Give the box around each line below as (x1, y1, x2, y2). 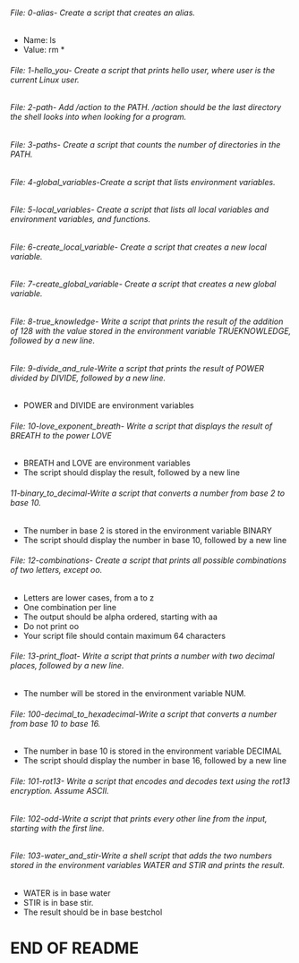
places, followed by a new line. (10, 660, 124, 671)
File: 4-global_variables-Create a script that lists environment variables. (10, 176, 276, 187)
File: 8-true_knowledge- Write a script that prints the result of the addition (10, 316, 284, 327)
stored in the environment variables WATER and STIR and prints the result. (10, 860, 286, 871)
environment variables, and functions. (10, 214, 151, 225)
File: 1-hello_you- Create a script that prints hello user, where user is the (10, 64, 276, 75)
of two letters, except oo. (10, 565, 103, 575)
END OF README (10, 938, 140, 958)
